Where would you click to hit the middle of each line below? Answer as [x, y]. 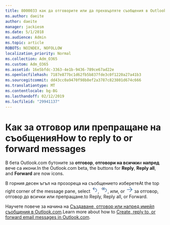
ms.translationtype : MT [30, 86]
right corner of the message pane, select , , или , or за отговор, [82, 191]
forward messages [46, 149]
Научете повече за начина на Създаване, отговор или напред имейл [80, 207]
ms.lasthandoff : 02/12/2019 [35, 96]
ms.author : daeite [25, 16]
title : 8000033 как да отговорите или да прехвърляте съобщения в [77, 11]
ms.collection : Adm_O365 [31, 59]
